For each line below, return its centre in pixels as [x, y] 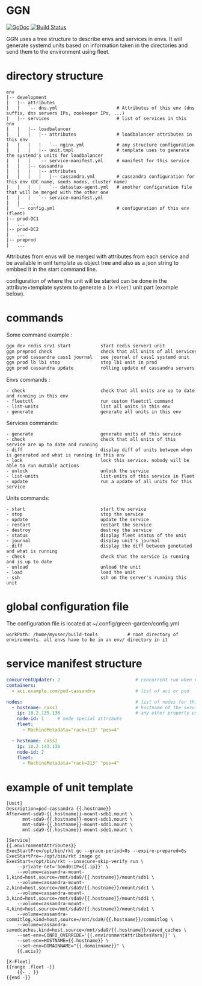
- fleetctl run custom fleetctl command [90, 402]
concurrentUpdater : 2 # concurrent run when [99, 680]
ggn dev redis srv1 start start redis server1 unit [86, 346]
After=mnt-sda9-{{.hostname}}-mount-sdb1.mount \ [70, 814]
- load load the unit [71, 573]
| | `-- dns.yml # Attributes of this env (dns [101, 108]
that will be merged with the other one [58, 192]
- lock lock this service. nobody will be [98, 461]
